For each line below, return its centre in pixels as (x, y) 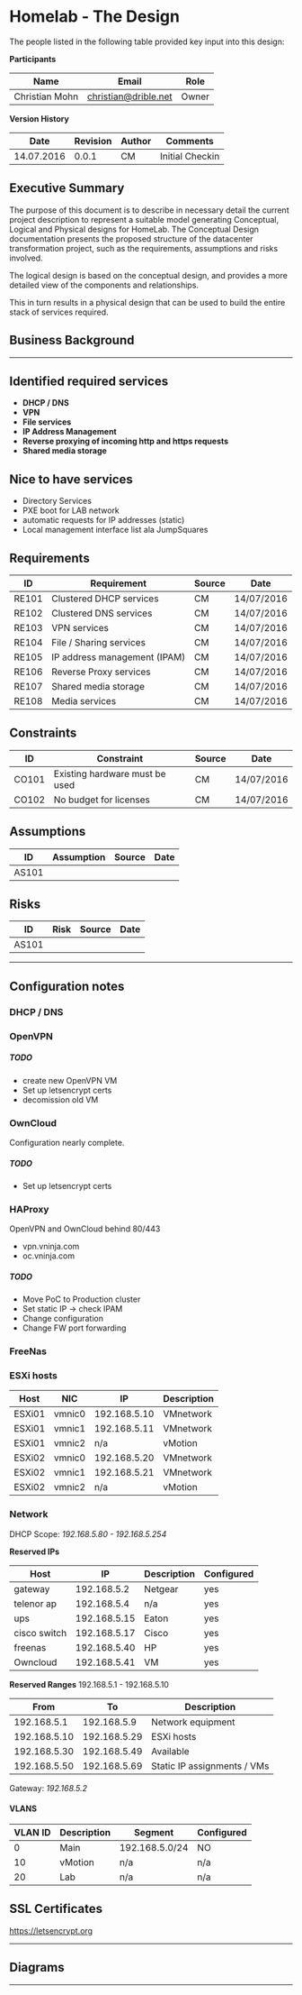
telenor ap (35, 1604)
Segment (154, 1832)
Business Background (72, 340)
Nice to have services (71, 479)
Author (136, 141)
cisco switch (40, 1633)
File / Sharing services (99, 642)
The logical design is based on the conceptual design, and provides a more (148, 275)
